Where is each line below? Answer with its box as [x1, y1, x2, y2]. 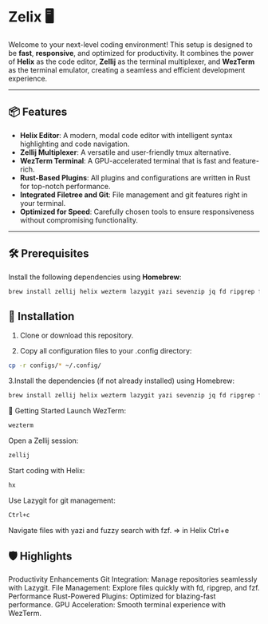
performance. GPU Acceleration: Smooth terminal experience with [8, 600, 226, 610]
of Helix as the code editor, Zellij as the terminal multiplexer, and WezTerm [8, 57, 255, 66]
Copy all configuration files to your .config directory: [19, 346, 192, 356]
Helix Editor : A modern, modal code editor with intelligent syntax [19, 130, 233, 140]
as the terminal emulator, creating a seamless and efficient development [8, 65, 246, 74]
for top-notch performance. [19, 181, 111, 191]
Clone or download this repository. [19, 330, 134, 341]
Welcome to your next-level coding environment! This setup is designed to [8, 39, 253, 49]
